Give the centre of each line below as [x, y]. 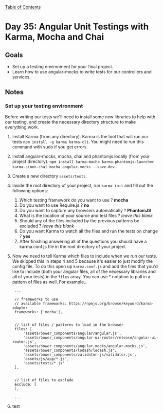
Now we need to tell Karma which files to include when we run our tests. [84, 256]
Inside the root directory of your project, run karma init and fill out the [82, 185]
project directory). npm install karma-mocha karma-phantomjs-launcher [83, 161]
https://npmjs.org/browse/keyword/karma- [111, 304]
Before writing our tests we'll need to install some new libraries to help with [80, 117]
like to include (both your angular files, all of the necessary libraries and [84, 271]
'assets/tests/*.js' [44, 363]
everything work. [22, 127]
